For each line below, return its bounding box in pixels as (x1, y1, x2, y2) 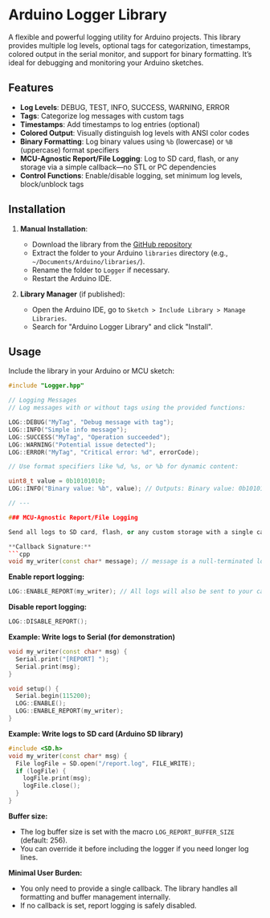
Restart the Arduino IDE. (31, 273, 112, 283)
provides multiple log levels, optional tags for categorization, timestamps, (8, 40, 252, 50)
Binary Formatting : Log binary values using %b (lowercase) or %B (19, 137, 233, 146)
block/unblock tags (19, 179, 84, 189)
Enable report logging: (8, 572, 85, 581)
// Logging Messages (8, 396, 78, 405)
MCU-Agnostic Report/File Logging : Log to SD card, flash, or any (19, 153, 239, 163)
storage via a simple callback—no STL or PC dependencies (19, 162, 217, 172)
